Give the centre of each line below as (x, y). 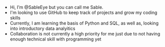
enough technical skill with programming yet (55, 39)
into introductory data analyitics (42, 28)
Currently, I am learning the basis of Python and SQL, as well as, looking (84, 23)
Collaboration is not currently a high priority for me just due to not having (85, 34)
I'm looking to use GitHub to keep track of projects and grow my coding (83, 12)
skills (15, 18)
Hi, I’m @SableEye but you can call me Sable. (56, 7)
